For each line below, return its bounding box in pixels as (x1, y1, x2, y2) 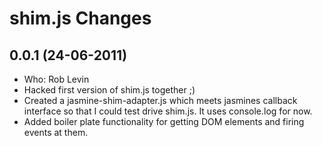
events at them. (23, 127, 89, 138)
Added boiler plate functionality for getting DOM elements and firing (23, 116, 305, 127)
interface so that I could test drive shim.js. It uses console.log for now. (23, 105, 313, 117)
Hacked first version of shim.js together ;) (23, 84, 196, 96)
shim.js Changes (9, 7, 152, 30)
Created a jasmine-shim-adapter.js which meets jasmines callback (23, 95, 298, 106)
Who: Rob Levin (23, 73, 90, 85)
